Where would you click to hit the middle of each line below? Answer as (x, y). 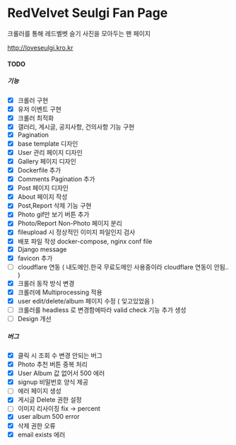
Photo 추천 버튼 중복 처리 (53, 364)
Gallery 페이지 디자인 (47, 161)
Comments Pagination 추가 (56, 179)
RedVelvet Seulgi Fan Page (88, 13)
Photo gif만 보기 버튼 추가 (53, 214)
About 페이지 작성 (42, 197)
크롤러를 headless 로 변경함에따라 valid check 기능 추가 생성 (102, 310)
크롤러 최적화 (36, 117)
